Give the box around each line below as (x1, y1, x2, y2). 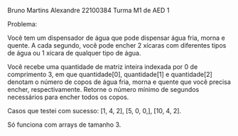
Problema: (7, 20, 38, 28)
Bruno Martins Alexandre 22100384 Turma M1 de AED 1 (7, 6, 170, 14)
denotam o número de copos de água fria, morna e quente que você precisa (7, 78, 231, 86)
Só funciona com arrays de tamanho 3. (7, 120, 121, 129)
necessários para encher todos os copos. (7, 93, 129, 101)
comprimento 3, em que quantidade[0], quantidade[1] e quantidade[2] (7, 70, 213, 78)
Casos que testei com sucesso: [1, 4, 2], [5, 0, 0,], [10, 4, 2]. (7, 107, 182, 115)
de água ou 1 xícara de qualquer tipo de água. (7, 49, 141, 57)
